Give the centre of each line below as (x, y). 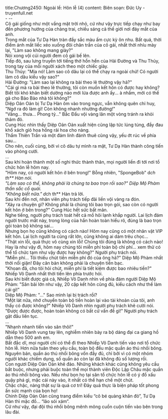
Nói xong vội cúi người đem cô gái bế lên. (48, 56)
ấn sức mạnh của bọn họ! (31, 391)
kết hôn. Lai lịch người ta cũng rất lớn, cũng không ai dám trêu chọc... (77, 236)
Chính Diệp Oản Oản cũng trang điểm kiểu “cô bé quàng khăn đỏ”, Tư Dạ (80, 396)
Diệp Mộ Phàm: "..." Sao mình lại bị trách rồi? (51, 295)
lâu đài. (13, 412)
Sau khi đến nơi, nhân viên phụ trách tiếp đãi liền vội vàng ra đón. (73, 199)
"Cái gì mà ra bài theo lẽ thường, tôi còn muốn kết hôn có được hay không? (82, 87)
